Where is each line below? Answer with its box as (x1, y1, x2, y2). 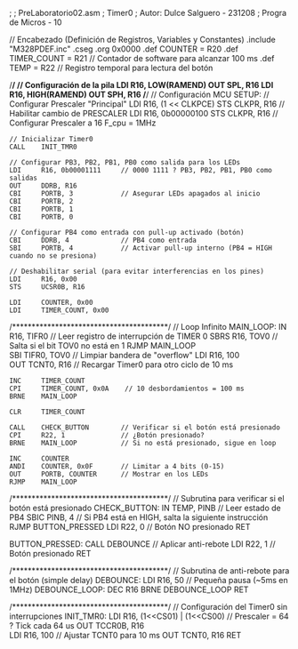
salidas (9, 173, 38, 182)
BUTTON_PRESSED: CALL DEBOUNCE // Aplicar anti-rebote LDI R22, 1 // (9, 539, 276, 549)
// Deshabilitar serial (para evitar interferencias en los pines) (9, 267, 265, 276)
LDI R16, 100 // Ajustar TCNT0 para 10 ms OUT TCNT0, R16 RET (9, 630, 242, 640)
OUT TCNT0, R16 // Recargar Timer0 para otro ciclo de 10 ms (9, 359, 234, 370)
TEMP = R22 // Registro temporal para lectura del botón (9, 62, 213, 73)
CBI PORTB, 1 (9, 204, 74, 213)
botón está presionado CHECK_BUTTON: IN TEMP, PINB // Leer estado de (9, 502, 282, 513)
